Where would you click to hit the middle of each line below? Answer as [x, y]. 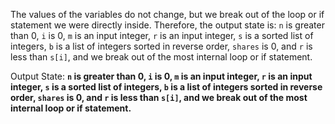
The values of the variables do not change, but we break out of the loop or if [167, 14]
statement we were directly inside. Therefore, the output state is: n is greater [167, 25]
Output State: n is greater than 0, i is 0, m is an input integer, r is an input [161, 76]
